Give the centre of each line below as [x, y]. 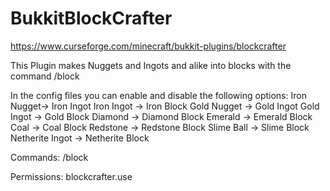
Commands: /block [49, 157]
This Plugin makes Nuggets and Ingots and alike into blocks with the [151, 65]
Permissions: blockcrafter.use [71, 176]
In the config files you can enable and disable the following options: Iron [158, 95]
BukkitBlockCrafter [91, 18]
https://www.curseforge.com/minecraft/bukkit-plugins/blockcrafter [148, 46]
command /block [45, 76]
